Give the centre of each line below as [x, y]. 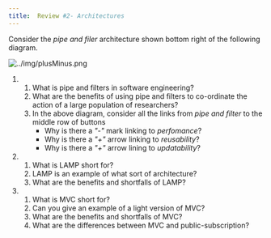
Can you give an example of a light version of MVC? [119, 208]
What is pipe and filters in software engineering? [113, 87]
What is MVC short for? [71, 199]
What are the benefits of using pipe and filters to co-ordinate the [140, 96]
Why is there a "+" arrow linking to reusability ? [122, 139]
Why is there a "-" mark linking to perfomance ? [123, 130]
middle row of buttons [69, 121]
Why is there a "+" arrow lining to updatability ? [122, 147]
